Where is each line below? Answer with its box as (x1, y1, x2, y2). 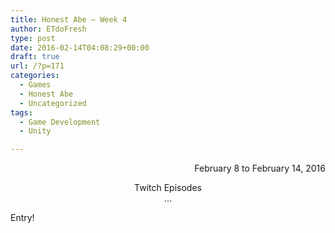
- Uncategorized (19, 98, 87, 108)
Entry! (10, 212, 35, 224)
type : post (10, 33, 56, 43)
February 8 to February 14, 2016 (194, 162, 326, 175)
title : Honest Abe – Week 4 (10, 14, 128, 25)
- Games (19, 80, 52, 90)
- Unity (19, 126, 52, 136)
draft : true (10, 52, 60, 62)
